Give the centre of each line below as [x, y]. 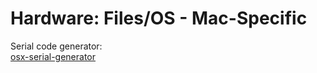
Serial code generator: [56, 46]
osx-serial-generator [53, 56]
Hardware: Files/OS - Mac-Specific [159, 18]
